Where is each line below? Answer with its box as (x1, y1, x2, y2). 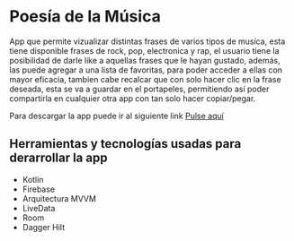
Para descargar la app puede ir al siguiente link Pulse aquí (9, 110, 225, 121)
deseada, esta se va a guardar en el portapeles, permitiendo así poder (9, 83, 270, 94)
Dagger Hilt (22, 221, 66, 232)
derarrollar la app (9, 151, 108, 166)
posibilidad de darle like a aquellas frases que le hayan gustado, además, (9, 55, 281, 65)
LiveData (22, 202, 56, 213)
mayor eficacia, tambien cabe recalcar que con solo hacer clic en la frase (9, 73, 281, 84)
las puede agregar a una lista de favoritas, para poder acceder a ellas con (9, 65, 283, 75)
